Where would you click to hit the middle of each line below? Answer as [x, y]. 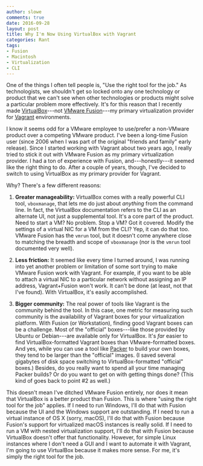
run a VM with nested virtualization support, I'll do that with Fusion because [100, 431]
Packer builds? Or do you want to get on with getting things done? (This [104, 374]
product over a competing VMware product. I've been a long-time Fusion [97, 135]
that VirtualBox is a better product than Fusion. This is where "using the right [101, 399]
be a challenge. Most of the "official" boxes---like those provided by [100, 330]
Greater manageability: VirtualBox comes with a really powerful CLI [100, 197]
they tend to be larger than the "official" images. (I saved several [95, 355]
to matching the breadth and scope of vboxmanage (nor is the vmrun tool [103, 242]
